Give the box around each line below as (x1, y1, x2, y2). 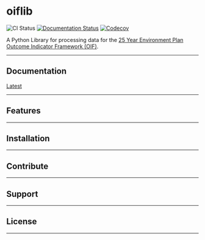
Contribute (6, 161, 49, 171)
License (6, 216, 37, 227)
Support (6, 189, 38, 199)
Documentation (6, 66, 67, 77)
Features (6, 105, 41, 116)
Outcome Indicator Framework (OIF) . (6, 43, 99, 50)
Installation (6, 133, 50, 144)
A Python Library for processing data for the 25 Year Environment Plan (6, 36, 184, 43)
